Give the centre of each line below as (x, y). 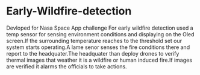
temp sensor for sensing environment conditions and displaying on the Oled (100, 34)
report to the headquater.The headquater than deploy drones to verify (93, 53)
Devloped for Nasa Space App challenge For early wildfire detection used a (100, 28)
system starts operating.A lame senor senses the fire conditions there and (98, 47)
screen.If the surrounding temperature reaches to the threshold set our (94, 41)
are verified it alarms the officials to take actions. (67, 66)
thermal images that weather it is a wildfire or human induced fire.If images (99, 60)
